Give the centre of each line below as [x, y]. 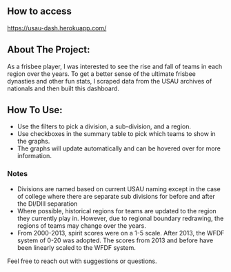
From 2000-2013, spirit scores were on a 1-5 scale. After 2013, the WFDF [121, 233]
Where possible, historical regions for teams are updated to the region [117, 211]
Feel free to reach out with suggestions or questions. [82, 261]
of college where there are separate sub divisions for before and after [116, 196]
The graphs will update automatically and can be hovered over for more [119, 148]
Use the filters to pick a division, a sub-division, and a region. [104, 126]
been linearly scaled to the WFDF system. [76, 247]
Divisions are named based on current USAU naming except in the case [119, 188]
